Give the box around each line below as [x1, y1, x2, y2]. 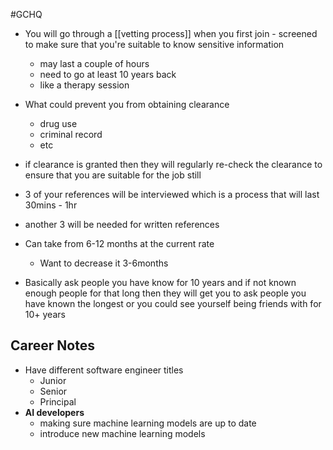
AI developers [24, 406, 85, 418]
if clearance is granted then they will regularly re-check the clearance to [24, 159, 323, 170]
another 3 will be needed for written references [24, 219, 220, 230]
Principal [39, 395, 77, 408]
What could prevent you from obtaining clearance [24, 99, 230, 110]
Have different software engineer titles [24, 364, 184, 376]
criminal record [39, 129, 103, 140]
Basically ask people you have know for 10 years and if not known [24, 277, 297, 288]
